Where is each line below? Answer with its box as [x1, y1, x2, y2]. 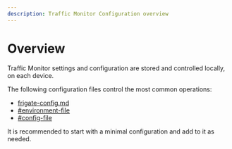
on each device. [7, 71, 54, 79]
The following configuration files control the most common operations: [7, 85, 212, 93]
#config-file [17, 113, 53, 122]
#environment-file [17, 106, 71, 115]
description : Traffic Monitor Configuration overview [7, 10, 169, 18]
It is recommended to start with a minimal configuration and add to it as [7, 127, 215, 136]
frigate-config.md [17, 98, 69, 107]
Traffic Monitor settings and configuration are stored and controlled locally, [7, 64, 226, 72]
